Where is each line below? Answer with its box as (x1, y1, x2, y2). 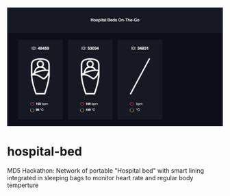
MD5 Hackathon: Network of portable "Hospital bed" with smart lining (7, 166, 204, 175)
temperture (7, 181, 39, 189)
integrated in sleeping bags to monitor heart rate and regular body (7, 173, 194, 182)
